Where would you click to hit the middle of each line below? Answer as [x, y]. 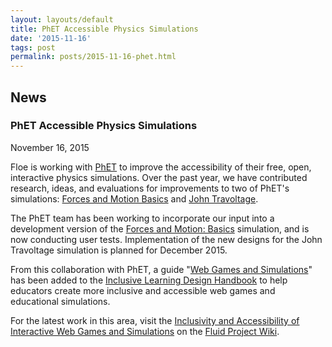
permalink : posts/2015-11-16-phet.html [93, 57]
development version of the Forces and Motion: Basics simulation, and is [160, 228]
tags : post [33, 47]
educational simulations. [60, 301]
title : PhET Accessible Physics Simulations [104, 29]
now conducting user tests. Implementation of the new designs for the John [166, 239]
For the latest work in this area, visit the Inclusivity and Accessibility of [155, 320]
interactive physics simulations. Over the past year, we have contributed [159, 177]
